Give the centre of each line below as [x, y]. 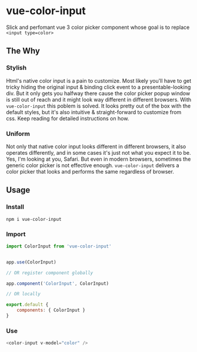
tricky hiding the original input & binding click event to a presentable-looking [98, 87]
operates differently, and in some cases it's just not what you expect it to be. [98, 152]
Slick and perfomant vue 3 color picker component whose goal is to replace [98, 27]
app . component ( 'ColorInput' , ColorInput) [58, 283]
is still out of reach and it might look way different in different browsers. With [99, 99]
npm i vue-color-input [34, 219]
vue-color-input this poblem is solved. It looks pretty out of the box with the [98, 106]
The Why [23, 51]
